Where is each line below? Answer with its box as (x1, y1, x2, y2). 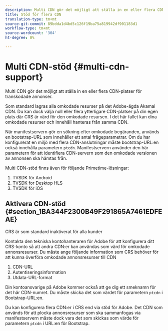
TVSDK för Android (12, 174, 52, 180)
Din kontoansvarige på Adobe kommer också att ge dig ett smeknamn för (5, 284, 156, 290)
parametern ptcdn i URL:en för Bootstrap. (5, 320, 90, 326)
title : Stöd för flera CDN (5, 12, 61, 17)
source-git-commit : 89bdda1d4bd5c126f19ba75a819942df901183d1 (5, 21, 137, 26)
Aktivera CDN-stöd (5, 200, 66, 208)
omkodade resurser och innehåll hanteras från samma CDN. (5, 119, 129, 125)
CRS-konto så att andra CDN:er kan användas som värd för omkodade (5, 243, 150, 250)
